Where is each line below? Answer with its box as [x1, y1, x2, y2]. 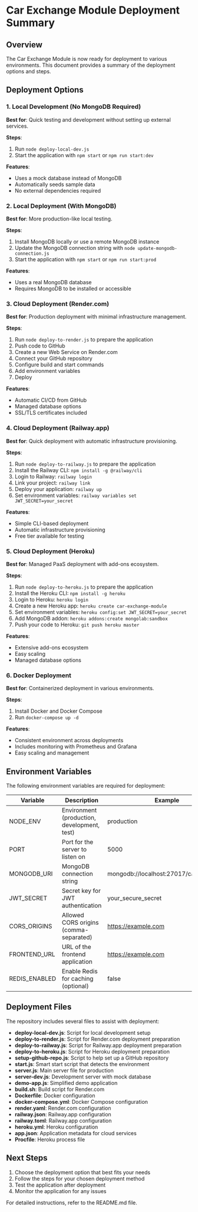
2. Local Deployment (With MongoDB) [6, 202, 117, 210]
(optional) [61, 982, 90, 990]
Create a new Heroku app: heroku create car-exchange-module [14, 602, 167, 609]
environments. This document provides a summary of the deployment [6, 61, 176, 69]
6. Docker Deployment [6, 671, 72, 680]
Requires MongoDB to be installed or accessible [14, 285, 131, 292]
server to [61, 845, 87, 853]
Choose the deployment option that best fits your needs [14, 1168, 151, 1176]
